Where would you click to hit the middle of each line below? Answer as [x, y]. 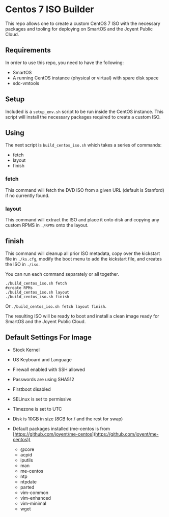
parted [27, 487]
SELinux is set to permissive [42, 399]
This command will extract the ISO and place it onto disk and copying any [82, 219]
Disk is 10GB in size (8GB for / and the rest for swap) [68, 419]
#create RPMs [19, 288]
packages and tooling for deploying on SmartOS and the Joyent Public [79, 28]
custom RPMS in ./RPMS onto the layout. [47, 225]
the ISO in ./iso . [22, 264]
